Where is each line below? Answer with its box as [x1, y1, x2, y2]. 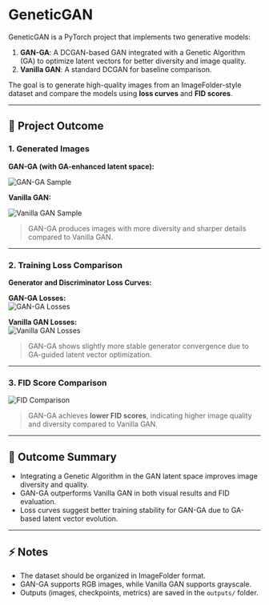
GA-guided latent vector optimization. [27, 350, 152, 359]
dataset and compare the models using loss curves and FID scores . [8, 88, 233, 98]
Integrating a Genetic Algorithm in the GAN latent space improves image [19, 471, 258, 481]
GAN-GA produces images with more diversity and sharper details [27, 223, 247, 233]
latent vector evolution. [42, 514, 118, 523]
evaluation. [19, 497, 57, 507]
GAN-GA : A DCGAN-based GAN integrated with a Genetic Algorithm [19, 47, 246, 57]
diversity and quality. [19, 480, 90, 490]
